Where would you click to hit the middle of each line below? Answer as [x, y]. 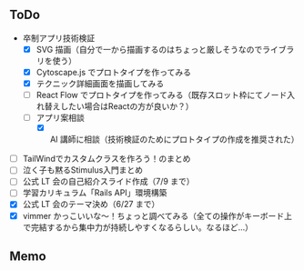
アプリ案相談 [60, 118]
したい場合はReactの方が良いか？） [127, 106]
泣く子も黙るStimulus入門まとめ [83, 170]
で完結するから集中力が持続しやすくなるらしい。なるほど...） [137, 227]
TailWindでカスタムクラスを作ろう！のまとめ [106, 159]
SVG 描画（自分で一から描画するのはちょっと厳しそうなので [149, 49]
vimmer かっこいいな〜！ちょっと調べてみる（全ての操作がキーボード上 [157, 215]
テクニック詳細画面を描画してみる [100, 83]
